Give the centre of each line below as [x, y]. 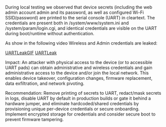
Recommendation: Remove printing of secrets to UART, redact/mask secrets [83, 93]
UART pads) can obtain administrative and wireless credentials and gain [79, 67]
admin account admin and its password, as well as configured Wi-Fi [75, 12]
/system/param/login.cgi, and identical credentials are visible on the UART [81, 28]
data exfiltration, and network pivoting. [45, 83]
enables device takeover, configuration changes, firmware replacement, [79, 78]
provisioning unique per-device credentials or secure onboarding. [73, 109]
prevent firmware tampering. [35, 119]
